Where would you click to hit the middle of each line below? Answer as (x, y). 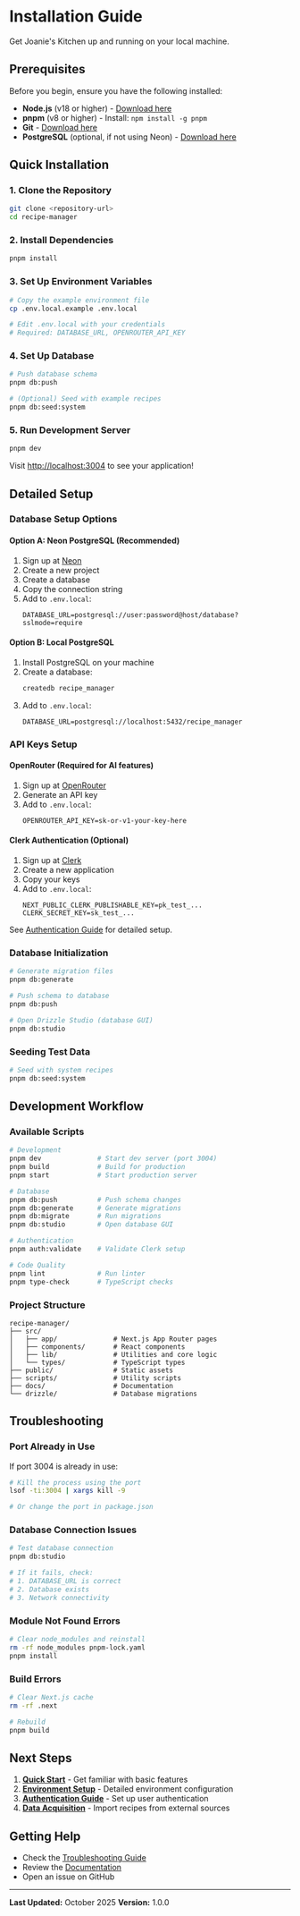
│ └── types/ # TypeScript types (97, 1362)
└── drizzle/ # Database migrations (104, 1394)
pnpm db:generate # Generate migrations (95, 1208)
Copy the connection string (72, 589)
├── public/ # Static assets (92, 1370)
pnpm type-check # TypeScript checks (92, 1282)
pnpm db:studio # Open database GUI (92, 1225)
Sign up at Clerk (52, 861)
